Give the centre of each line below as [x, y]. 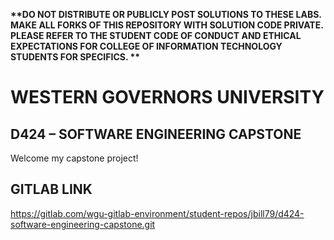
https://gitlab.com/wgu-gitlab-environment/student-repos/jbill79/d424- [157, 213]
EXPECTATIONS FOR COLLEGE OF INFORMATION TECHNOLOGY [146, 46]
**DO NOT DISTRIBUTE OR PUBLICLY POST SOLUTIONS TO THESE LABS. [166, 14]
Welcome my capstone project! [74, 158]
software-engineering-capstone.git [83, 224]
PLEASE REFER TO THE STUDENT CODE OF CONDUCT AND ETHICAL [156, 35]
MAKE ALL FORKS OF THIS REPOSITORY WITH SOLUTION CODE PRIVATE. [167, 25]
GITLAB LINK [51, 189]
